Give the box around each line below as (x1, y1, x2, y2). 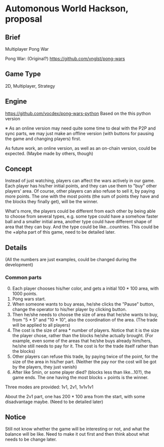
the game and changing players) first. (5, 136, 81, 141)
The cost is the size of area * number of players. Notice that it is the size (12, 327, 159, 333)
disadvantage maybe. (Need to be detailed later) (5, 399, 103, 405)
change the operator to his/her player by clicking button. (12, 306, 127, 312)
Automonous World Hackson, (5, 3, 129, 14)
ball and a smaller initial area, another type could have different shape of (5, 219, 152, 225)
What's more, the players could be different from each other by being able (5, 208, 156, 214)
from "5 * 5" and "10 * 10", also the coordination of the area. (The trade (12, 316, 158, 323)
